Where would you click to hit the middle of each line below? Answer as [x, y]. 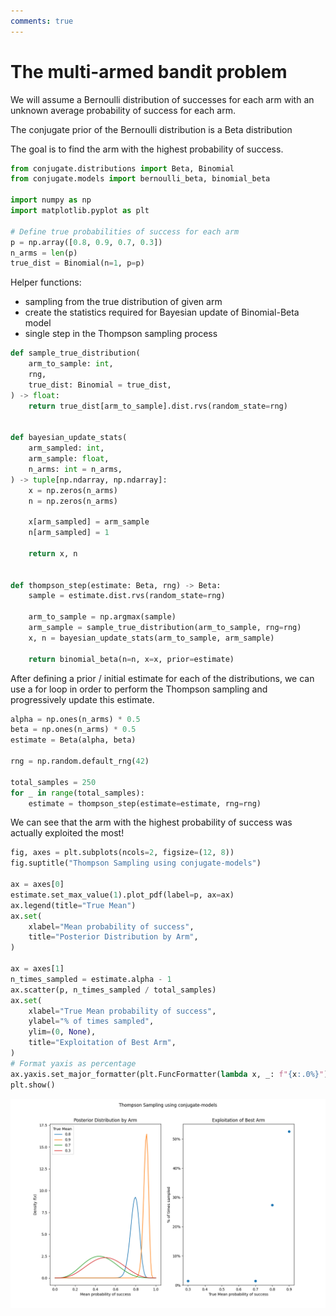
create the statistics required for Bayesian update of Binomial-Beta [162, 312]
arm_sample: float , [69, 459]
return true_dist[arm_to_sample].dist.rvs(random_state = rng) [158, 406]
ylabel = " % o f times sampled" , [91, 1021]
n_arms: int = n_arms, [75, 469]
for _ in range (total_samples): [77, 793]
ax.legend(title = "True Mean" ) [73, 905]
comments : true [42, 21]
